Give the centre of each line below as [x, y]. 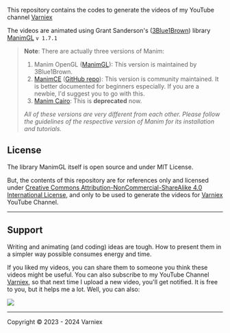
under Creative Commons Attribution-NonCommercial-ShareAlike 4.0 [105, 187]
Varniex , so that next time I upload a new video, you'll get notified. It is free [112, 282]
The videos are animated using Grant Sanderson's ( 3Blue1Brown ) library [109, 31]
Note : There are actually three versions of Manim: [94, 51]
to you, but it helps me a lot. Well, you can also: [74, 289]
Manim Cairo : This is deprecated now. [88, 101]
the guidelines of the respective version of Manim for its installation [119, 122]
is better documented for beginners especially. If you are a [117, 86]
